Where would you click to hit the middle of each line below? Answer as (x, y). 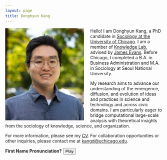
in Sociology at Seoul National (121, 68)
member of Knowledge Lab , (119, 47)
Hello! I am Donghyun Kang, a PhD (126, 31)
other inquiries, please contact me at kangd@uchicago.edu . (67, 141)
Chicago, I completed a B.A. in (121, 57)
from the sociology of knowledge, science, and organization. (68, 126)
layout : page (19, 11)
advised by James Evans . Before (124, 52)
